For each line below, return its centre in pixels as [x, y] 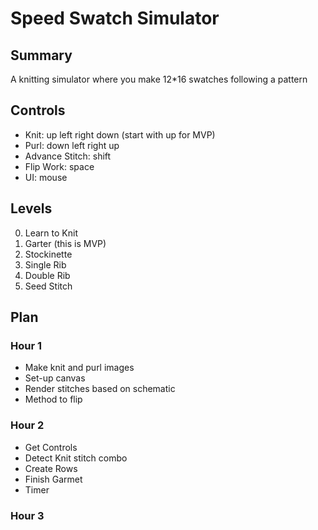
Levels [31, 208]
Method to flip [53, 399]
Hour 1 [26, 345]
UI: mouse [46, 177]
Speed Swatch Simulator [115, 18]
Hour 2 [27, 425]
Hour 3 [27, 515]
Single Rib [45, 264]
